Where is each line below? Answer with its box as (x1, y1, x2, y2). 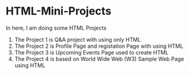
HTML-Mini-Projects (5, 4, 112, 18)
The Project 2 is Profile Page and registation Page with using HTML (14, 42, 184, 50)
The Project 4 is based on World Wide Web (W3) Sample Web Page (14, 55, 185, 62)
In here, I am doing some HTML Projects (5, 24, 107, 31)
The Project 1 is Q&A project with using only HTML (14, 36, 141, 43)
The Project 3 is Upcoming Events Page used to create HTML (14, 48, 169, 56)
